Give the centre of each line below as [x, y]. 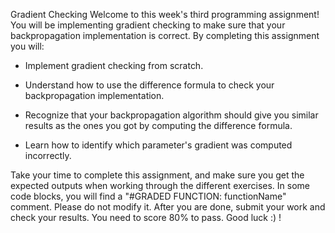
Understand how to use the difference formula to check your [149, 85]
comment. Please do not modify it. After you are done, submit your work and [168, 207]
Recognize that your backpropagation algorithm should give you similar [171, 115]
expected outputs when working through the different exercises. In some [160, 185]
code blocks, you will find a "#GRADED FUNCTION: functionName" [148, 196]
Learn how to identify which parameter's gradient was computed [158, 145]
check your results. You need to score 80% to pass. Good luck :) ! [146, 217]
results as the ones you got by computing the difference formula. [158, 125]
